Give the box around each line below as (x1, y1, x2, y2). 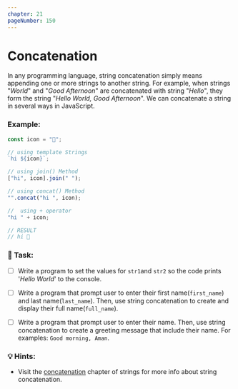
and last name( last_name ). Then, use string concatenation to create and (17, 296, 229, 305)
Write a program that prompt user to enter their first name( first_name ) (17, 288, 224, 297)
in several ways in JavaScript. (7, 101, 95, 111)
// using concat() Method (7, 188, 84, 195)
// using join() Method (7, 168, 79, 176)
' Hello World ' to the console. (17, 274, 102, 283)
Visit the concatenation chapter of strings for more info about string (17, 368, 217, 376)
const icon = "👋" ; (7, 136, 62, 143)
